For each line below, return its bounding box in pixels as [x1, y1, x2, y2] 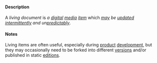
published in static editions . [5, 52, 60, 58]
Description [5, 4, 30, 10]
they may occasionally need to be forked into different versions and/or [5, 47, 147, 53]
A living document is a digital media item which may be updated [5, 15, 134, 21]
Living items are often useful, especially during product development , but [5, 42, 152, 48]
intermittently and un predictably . [5, 20, 71, 26]
